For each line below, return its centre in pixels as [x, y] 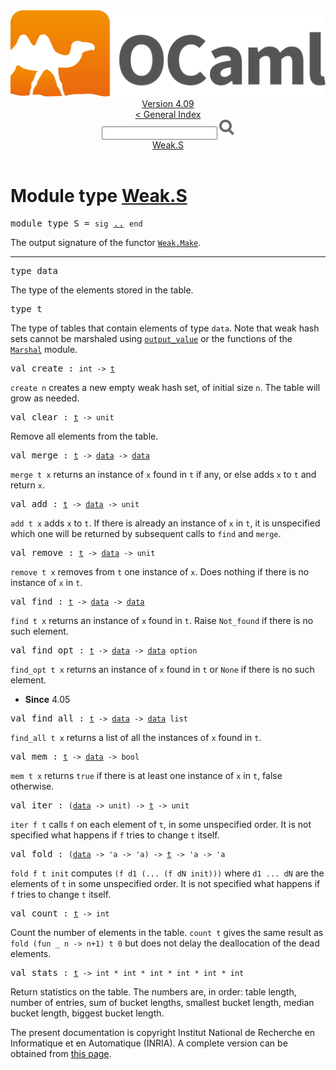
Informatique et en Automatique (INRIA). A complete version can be [149, 1043]
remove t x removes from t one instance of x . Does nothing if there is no [160, 572]
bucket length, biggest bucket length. [87, 1013]
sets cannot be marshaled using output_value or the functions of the [151, 339]
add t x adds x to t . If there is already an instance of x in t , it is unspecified [165, 523]
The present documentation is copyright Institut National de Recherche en [162, 1033]
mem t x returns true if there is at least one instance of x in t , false [146, 776]
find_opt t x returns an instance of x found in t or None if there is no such [162, 670]
